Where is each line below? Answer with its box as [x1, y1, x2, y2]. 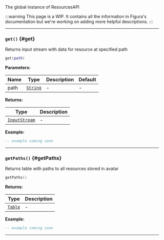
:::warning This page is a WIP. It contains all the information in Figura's [5, 14, 147, 19]
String [26, 85, 41, 91]
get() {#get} [5, 35, 35, 42]
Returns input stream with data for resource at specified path [5, 46, 128, 53]
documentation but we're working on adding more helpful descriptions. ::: [5, 19, 153, 24]
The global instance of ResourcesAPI [5, 4, 80, 10]
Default [79, 76, 96, 83]
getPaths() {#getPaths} [5, 154, 62, 161]
